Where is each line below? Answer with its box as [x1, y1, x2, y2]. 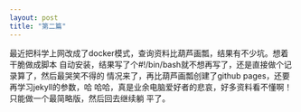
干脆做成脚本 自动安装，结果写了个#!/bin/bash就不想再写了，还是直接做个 [9, 59, 285, 70]
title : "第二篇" [9, 22, 67, 31]
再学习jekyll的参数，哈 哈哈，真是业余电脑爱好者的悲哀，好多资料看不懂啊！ [9, 81, 292, 92]
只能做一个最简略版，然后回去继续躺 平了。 [9, 92, 170, 104]
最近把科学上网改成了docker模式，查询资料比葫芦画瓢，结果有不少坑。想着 [9, 47, 289, 59]
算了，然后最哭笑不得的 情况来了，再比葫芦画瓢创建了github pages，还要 [16, 70, 291, 81]
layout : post [9, 13, 59, 23]
